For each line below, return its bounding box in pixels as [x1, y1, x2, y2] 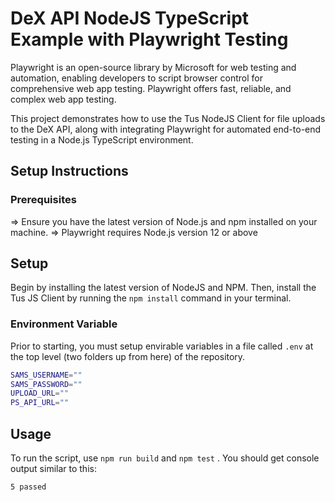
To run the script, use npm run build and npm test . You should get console [10, 452, 320, 464]
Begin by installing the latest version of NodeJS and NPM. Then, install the [10, 282, 317, 294]
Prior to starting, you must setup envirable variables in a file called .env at [10, 340, 314, 352]
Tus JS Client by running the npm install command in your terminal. [10, 292, 292, 304]
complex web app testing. [10, 93, 117, 105]
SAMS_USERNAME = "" [10, 370, 83, 380]
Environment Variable [10, 317, 118, 331]
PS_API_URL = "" [10, 398, 70, 408]
